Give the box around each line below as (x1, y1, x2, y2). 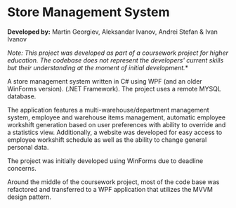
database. (7, 92, 37, 100)
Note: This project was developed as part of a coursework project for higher (7, 48, 228, 57)
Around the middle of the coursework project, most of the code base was (7, 177, 220, 186)
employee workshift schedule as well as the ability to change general (7, 135, 207, 144)
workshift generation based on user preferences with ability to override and (7, 120, 226, 129)
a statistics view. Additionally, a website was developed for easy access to (7, 128, 223, 136)
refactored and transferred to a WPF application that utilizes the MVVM (7, 185, 213, 193)
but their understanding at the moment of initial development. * (7, 63, 188, 72)
